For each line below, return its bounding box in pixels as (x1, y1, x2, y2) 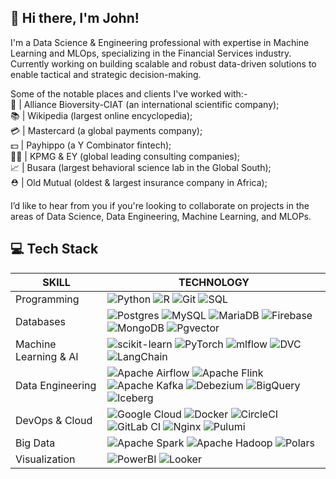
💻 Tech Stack (10, 241, 99, 258)
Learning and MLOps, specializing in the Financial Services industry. (10, 47, 292, 59)
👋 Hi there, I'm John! (10, 10, 140, 27)
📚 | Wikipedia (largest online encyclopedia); (10, 109, 193, 121)
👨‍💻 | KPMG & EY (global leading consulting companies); (10, 150, 241, 162)
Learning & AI (15, 349, 79, 363)
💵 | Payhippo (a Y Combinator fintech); (10, 139, 172, 151)
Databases (15, 314, 66, 328)
